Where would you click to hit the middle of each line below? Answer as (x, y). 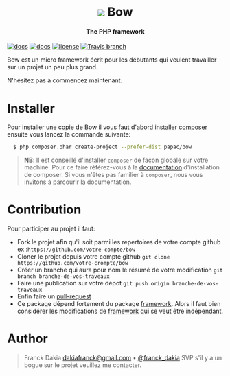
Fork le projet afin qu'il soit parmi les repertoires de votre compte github (119, 242)
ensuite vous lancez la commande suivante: (69, 134)
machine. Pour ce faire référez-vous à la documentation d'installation (122, 167)
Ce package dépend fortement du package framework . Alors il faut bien (119, 304)
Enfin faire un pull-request (54, 296)
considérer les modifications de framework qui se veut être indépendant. (120, 311)
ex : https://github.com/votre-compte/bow (76, 249)
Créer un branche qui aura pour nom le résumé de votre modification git (120, 270)
